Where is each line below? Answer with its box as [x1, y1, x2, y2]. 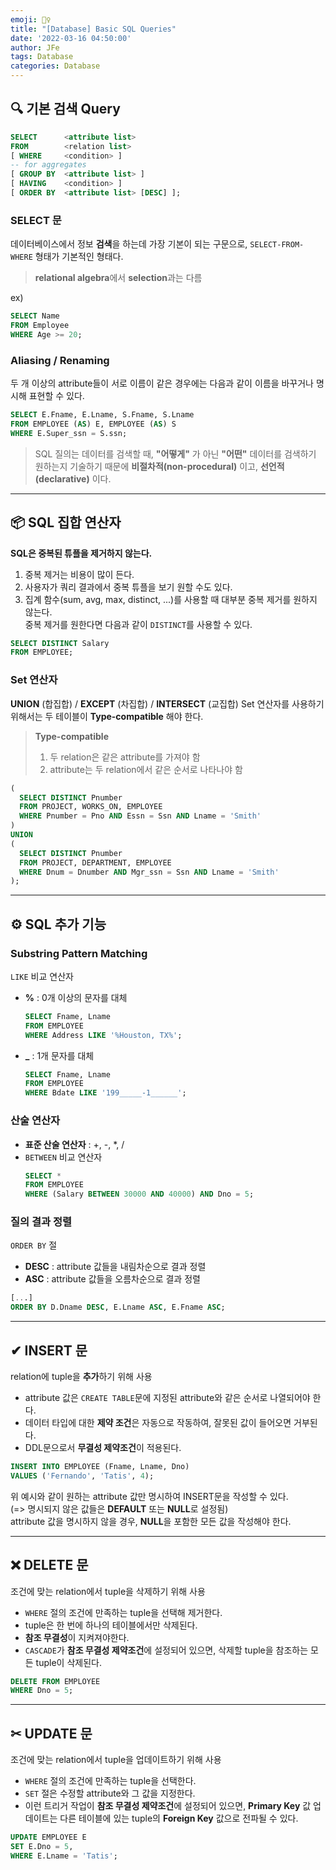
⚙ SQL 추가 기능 [10, 916, 107, 933]
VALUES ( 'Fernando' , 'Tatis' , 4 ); [10, 1471, 155, 1481]
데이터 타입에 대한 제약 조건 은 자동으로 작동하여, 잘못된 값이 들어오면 [24, 1416, 292, 1428]
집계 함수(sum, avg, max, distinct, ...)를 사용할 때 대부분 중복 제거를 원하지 [24, 593, 318, 605]
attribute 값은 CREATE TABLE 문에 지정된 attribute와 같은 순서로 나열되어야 [24, 1391, 311, 1403]
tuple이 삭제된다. [35, 1656, 102, 1668]
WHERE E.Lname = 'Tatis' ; [10, 1851, 118, 1861]
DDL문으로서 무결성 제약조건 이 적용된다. [24, 1441, 182, 1453]
